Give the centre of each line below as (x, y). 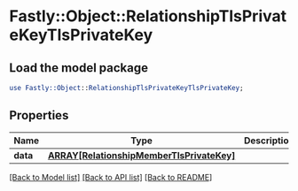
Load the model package (79, 68)
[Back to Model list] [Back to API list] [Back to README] (111, 177)
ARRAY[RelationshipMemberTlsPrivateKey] (141, 155)
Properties (39, 115)
